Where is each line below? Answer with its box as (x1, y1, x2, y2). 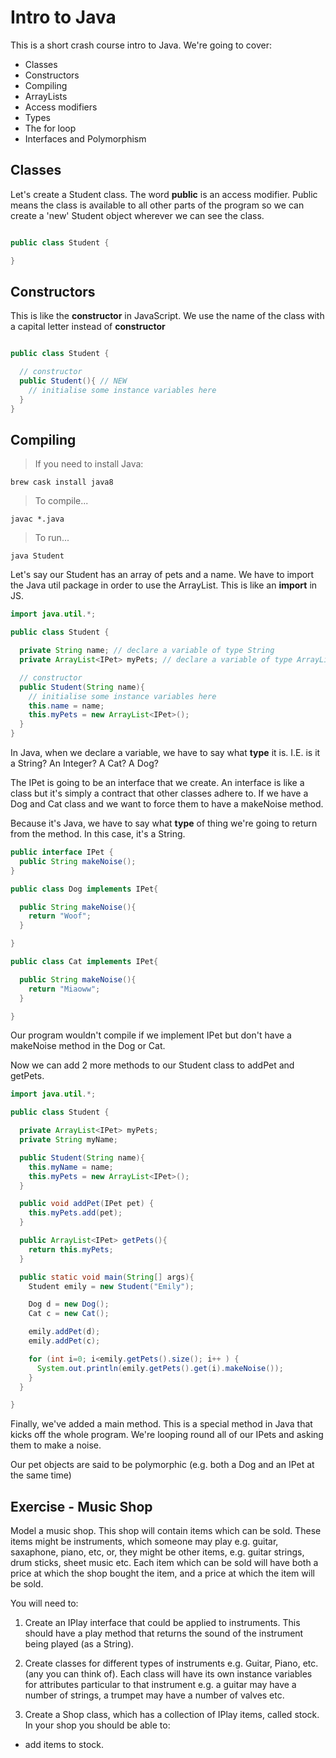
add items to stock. (24, 1739, 105, 1751)
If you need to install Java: (34, 458, 144, 470)
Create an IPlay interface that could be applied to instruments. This (24, 1617, 301, 1629)
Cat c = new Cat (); (28, 1309, 110, 1319)
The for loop (24, 122, 77, 134)
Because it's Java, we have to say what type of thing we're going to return (10, 817, 318, 829)
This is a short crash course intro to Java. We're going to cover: (10, 39, 272, 51)
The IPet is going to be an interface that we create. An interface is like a (10, 777, 305, 788)
